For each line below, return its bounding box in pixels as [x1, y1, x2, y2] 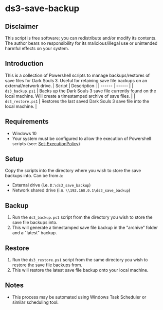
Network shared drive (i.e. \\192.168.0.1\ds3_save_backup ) [12, 188, 130, 193]
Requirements [5, 118, 49, 126]
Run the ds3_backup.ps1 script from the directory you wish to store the [12, 214, 153, 220]
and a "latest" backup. [12, 230, 57, 236]
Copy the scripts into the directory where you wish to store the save [5, 168, 141, 173]
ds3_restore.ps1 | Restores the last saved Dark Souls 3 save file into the [5, 98, 149, 104]
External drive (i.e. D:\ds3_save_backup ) [12, 182, 91, 188]
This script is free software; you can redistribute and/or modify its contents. [5, 35, 157, 41]
